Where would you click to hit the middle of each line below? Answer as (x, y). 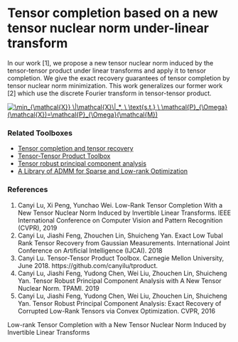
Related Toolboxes (40, 133)
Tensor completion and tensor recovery (75, 149)
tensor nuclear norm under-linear (108, 28)
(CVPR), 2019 (37, 228)
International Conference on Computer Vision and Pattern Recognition (120, 220)
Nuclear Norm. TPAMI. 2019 (58, 288)
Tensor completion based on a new (113, 13)
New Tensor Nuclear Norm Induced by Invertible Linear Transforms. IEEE (124, 213)
